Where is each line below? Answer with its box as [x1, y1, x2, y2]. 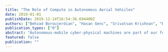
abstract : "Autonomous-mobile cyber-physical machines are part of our [5, 30, 157, 35]
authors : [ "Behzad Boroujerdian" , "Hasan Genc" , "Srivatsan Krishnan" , [5, 21, 157, 26]
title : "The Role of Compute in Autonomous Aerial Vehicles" [5, 7, 135, 12]
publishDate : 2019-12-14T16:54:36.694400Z [5, 16, 95, 21]
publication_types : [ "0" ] [5, 26, 59, 31]
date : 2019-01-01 [5, 12, 41, 17]
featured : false [5, 35, 39, 40]
